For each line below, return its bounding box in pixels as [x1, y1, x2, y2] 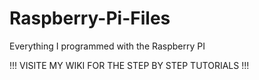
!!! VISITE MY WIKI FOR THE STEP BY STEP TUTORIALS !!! [9, 59, 250, 71]
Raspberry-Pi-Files [9, 7, 171, 30]
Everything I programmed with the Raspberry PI [9, 40, 206, 52]
